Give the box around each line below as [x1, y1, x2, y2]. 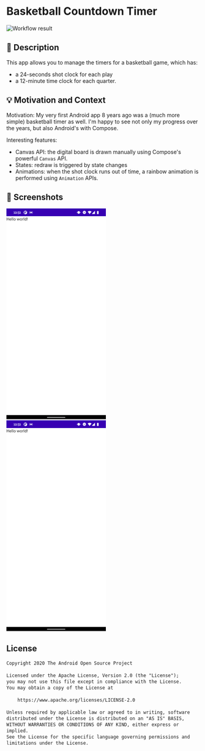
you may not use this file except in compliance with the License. [6, 679, 182, 685]
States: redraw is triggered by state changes [15, 161, 127, 168]
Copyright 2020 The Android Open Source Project [6, 660, 133, 667]
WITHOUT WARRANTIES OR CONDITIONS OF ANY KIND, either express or [6, 722, 179, 728]
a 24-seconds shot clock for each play [15, 71, 113, 78]
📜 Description [6, 42, 59, 53]
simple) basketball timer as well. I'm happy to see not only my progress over [6, 118, 198, 125]
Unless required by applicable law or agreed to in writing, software [6, 709, 190, 716]
